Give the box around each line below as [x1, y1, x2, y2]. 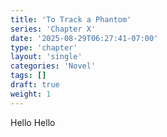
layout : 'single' [10, 52, 83, 62]
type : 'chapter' [10, 42, 78, 53]
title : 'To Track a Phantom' [10, 14, 132, 25]
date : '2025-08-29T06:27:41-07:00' [10, 33, 159, 43]
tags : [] [10, 71, 47, 81]
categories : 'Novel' [10, 61, 97, 71]
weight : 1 [10, 89, 52, 99]
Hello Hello [10, 116, 56, 128]
